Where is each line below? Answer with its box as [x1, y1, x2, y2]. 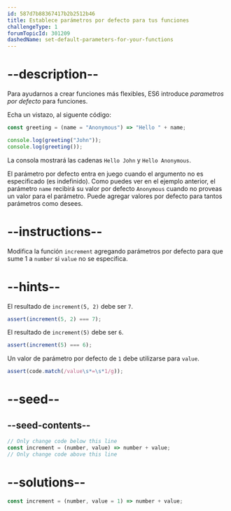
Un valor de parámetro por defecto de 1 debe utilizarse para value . [7, 354, 199, 363]
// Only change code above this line [7, 451, 118, 458]
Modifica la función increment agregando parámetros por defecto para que [7, 246, 223, 255]
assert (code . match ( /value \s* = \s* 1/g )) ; [7, 368, 124, 375]
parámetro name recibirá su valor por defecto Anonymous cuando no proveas [7, 184, 223, 192]
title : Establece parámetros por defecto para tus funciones [7, 17, 190, 24]
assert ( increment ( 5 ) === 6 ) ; [7, 342, 92, 349]
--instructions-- [7, 223, 103, 239]
